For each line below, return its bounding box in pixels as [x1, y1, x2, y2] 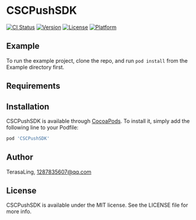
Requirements [6, 81, 60, 91]
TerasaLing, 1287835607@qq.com [6, 168, 92, 175]
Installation [6, 101, 49, 112]
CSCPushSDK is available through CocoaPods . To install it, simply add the [6, 117, 190, 124]
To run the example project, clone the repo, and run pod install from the [6, 57, 188, 64]
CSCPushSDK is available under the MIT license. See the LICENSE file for [6, 201, 188, 209]
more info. [6, 208, 32, 215]
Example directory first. [6, 63, 65, 71]
